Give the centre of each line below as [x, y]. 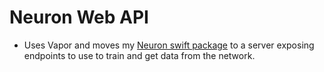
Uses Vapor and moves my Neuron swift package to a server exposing [169, 45]
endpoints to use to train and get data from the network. [139, 55]
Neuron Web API [79, 17]
